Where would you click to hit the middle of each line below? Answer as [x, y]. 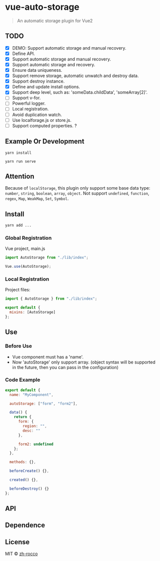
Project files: [18, 290]
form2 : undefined [36, 444]
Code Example [23, 380]
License [17, 542]
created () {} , [24, 480]
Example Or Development [45, 141]
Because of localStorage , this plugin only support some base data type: [78, 188]
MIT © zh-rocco [22, 554]
